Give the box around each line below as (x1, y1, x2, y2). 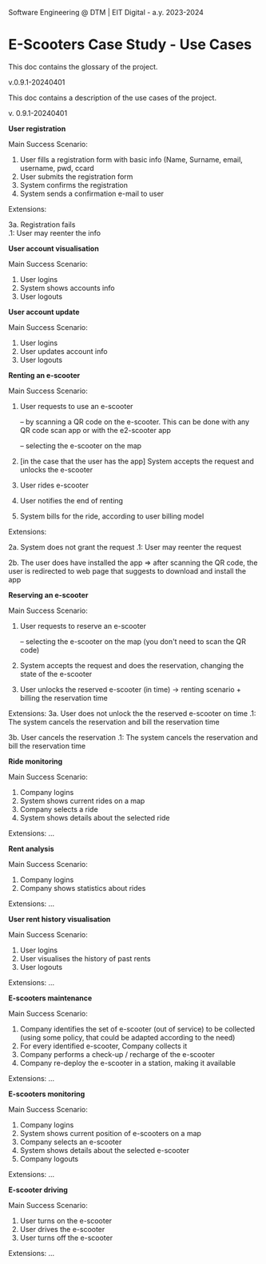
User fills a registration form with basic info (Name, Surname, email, (19, 154, 244, 164)
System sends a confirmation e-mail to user (19, 189, 165, 198)
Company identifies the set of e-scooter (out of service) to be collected (19, 1024, 256, 1034)
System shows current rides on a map (19, 796, 145, 805)
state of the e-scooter (19, 669, 93, 678)
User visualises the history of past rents (19, 953, 151, 963)
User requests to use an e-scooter (19, 401, 133, 411)
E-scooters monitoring (8, 1089, 85, 1099)
